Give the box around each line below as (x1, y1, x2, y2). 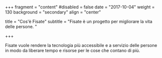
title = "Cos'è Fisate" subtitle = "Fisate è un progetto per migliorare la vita (5, 19, 153, 24)
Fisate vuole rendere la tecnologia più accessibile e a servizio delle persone (5, 43, 158, 48)
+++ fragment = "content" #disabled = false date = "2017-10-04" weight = (5, 4, 155, 10)
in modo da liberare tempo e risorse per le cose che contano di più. (5, 48, 141, 53)
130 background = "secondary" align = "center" (5, 9, 101, 15)
